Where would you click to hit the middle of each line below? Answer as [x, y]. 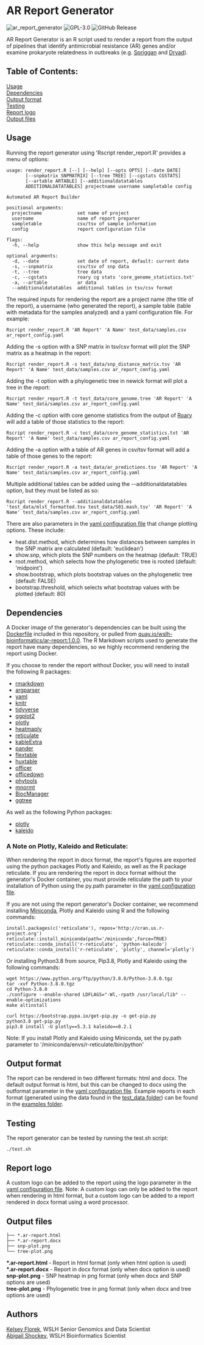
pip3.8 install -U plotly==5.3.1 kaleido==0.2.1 [69, 1026]
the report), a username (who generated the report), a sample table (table [99, 305]
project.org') [24, 934]
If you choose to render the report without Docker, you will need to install [98, 665]
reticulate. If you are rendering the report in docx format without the [91, 872]
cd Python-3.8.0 [27, 989]
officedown [30, 774]
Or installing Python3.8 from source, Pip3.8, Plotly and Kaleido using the [97, 961]
